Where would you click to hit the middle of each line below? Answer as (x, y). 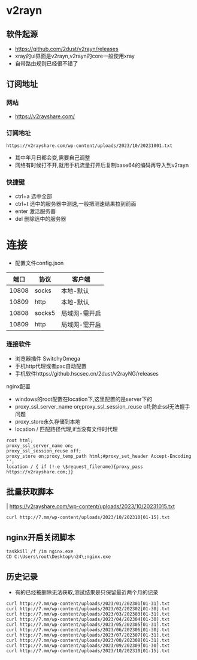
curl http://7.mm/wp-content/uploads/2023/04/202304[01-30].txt (88, 619)
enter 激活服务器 (35, 211)
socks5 (45, 313)
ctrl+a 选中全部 (34, 196)
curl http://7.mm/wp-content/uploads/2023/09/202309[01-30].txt (88, 646)
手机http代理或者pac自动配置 (51, 366)
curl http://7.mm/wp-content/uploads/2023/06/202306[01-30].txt (88, 630)
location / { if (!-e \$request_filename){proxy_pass (75, 466)
